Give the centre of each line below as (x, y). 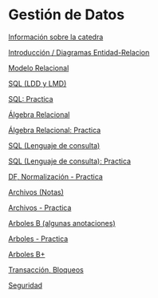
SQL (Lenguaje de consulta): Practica (70, 161)
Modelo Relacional (39, 68)
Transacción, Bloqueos (46, 269)
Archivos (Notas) (36, 192)
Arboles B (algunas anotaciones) (62, 223)
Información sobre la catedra (56, 37)
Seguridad (25, 285)
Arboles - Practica (38, 239)
